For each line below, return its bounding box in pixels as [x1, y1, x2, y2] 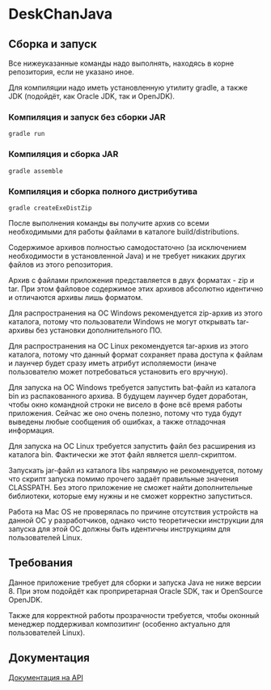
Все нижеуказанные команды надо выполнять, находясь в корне [8, 58, 235, 68]
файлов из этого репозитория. [8, 260, 113, 269]
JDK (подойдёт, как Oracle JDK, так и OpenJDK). [8, 91, 176, 101]
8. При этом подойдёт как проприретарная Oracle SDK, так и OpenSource [8, 586, 263, 595]
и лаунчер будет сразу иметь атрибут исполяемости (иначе [8, 358, 217, 368]
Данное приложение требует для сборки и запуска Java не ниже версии [8, 578, 261, 587]
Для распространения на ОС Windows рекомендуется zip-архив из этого [8, 308, 263, 318]
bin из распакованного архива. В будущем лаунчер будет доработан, [8, 391, 248, 400]
